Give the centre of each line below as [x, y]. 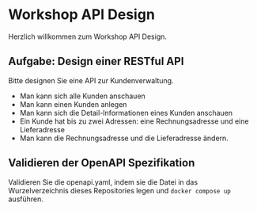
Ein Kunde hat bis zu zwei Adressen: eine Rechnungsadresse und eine [134, 121]
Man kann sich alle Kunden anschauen [83, 96]
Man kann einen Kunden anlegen [73, 104]
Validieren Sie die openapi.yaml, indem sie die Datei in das [103, 182]
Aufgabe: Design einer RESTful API [96, 61]
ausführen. [26, 199]
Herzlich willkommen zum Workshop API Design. [88, 36]
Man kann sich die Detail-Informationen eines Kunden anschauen [126, 113]
